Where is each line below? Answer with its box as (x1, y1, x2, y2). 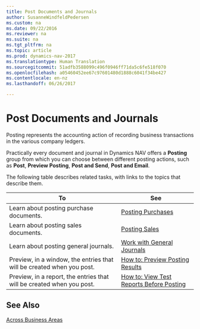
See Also (6, 300, 40, 311)
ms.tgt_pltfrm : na (6, 42, 52, 48)
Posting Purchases (121, 207, 174, 216)
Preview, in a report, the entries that (9, 272, 109, 281)
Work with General (121, 238, 173, 246)
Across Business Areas (6, 316, 63, 323)
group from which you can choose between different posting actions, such (6, 156, 189, 163)
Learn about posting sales (9, 221, 82, 229)
